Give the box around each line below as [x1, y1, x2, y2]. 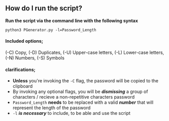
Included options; [5, 38, 43, 44]
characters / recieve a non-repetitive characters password [12, 94, 135, 100]
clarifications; [5, 66, 36, 73]
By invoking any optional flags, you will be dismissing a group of [12, 88, 148, 95]
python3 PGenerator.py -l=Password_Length [5, 27, 96, 33]
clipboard [12, 83, 33, 89]
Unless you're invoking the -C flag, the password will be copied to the [12, 78, 159, 84]
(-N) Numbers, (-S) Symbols [5, 55, 65, 61]
